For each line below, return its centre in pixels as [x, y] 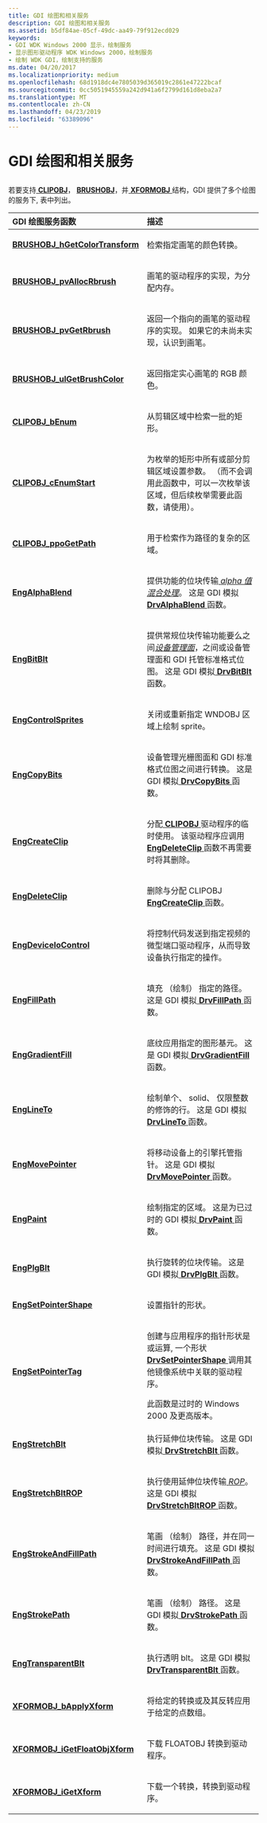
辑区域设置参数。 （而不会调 [199, 471]
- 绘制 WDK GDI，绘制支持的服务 [56, 61]
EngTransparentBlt [48, 1664]
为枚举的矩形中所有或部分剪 [198, 459]
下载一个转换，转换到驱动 [194, 1786]
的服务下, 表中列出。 [42, 200]
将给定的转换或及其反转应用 [198, 1701]
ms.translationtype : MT [48, 97]
